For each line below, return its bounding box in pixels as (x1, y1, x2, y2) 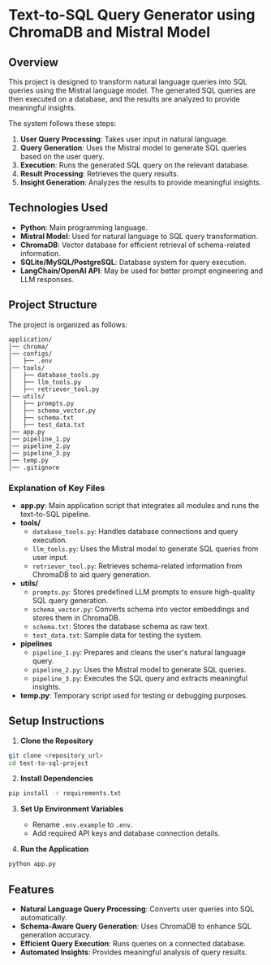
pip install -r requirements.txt (8, 789, 122, 798)
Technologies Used (8, 201, 108, 215)
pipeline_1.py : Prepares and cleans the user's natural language (32, 647, 246, 657)
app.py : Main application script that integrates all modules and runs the (19, 500, 260, 510)
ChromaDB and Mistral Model (8, 23, 211, 41)
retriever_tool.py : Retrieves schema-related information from (32, 561, 243, 571)
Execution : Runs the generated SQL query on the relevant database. (19, 160, 250, 170)
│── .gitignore (8, 463, 60, 472)
